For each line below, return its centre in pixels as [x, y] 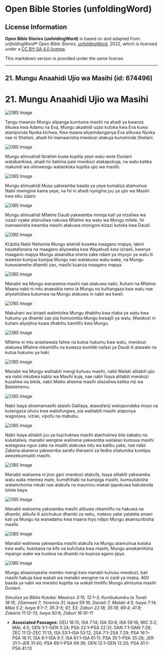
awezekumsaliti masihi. [28, 456]
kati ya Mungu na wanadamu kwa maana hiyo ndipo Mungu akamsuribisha [80, 519]
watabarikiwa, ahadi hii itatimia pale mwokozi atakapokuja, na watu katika [78, 162]
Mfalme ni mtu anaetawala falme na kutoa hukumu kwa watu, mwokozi [76, 342]
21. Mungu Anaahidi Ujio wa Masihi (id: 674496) [79, 78]
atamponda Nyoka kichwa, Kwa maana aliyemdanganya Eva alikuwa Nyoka [80, 132]
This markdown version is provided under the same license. [65, 58]
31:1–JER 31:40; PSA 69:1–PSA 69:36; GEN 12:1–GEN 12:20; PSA [75, 643]
